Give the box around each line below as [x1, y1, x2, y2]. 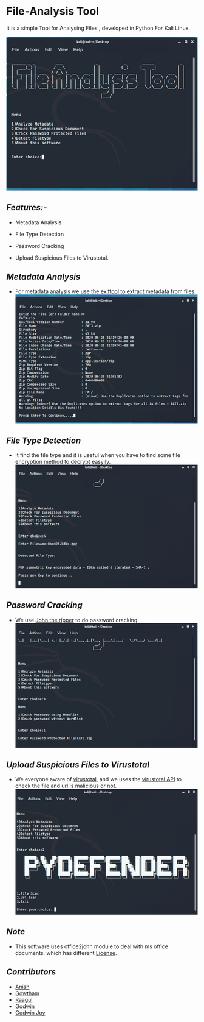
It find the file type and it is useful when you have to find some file [15, 452, 181, 459]
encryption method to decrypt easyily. [15, 458, 111, 466]
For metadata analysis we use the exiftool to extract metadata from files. [15, 288, 196, 295]
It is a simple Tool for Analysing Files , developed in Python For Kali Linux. [6, 24, 190, 32]
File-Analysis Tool [6, 4, 99, 18]
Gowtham [15, 989, 39, 997]
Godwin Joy [15, 1009, 46, 1016]
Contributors [6, 967, 56, 978]
